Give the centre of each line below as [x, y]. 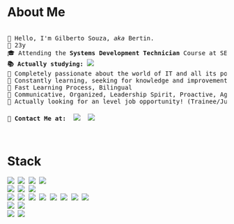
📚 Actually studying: [45, 64]
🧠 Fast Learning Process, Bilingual [70, 87]
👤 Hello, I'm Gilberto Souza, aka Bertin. [81, 38]
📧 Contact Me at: [37, 118]
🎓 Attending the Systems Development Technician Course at [112, 53]
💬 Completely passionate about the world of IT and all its [112, 73]
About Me [36, 12]
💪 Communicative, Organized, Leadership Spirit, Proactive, [112, 94]
